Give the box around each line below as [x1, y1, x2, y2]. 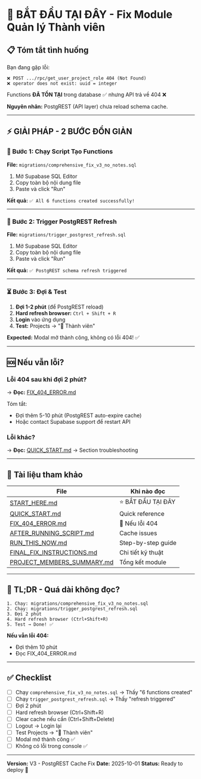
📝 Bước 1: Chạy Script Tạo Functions [7, 147, 113, 156]
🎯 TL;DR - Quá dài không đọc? [7, 584, 120, 595]
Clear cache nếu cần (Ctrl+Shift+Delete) [15, 715, 115, 722]
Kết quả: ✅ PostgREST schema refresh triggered [7, 266, 127, 273]
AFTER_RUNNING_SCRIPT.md [10, 529, 94, 537]
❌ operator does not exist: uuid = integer [7, 81, 117, 87]
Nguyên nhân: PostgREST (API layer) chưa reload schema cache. [7, 103, 168, 110]
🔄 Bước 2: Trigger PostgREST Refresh [7, 217, 117, 226]
